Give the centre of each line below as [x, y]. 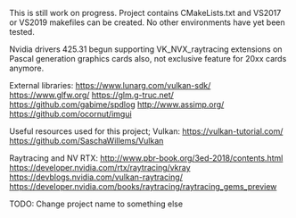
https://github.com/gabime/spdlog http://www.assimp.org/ [117, 105]
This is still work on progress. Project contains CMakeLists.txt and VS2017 [145, 13]
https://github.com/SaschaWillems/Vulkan [86, 141]
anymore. [27, 68]
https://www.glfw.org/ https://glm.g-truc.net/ [91, 95]
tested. [22, 32]
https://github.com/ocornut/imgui [70, 114]
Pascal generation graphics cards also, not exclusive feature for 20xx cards [148, 59]
